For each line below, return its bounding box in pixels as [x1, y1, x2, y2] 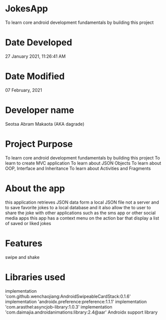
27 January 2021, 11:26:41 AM [5, 53, 66, 59]
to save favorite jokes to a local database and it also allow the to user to [5, 204, 151, 210]
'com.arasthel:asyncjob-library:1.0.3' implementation [5, 304, 112, 310]
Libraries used [5, 271, 65, 283]
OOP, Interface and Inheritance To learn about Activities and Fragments [5, 165, 151, 171]
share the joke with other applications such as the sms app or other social [5, 210, 156, 216]
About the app [5, 182, 65, 194]
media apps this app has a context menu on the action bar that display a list [5, 215, 160, 221]
